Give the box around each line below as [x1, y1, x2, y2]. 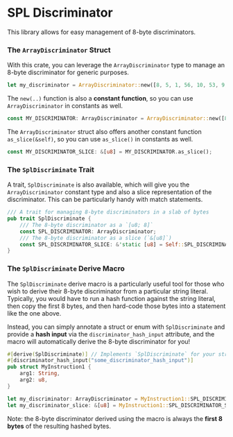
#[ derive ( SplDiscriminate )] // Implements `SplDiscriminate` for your [7, 350, 216, 358]
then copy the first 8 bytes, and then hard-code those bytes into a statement [7, 302, 226, 310]
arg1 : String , [19, 370, 60, 377]
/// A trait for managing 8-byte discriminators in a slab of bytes [7, 209, 209, 216]
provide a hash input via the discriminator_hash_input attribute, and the [7, 329, 215, 338]
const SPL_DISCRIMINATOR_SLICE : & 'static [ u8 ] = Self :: [19, 241, 185, 248]
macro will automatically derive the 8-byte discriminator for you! [7, 337, 191, 345]
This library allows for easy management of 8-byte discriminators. [7, 28, 196, 36]
